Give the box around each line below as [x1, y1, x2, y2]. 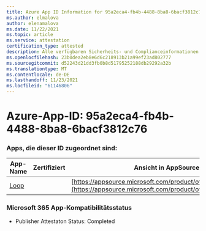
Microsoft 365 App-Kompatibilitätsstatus [6, 204, 132, 212]
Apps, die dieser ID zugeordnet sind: [6, 144, 118, 153]
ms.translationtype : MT [6, 65, 67, 72]
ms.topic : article [6, 32, 53, 38]
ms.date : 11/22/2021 [6, 26, 59, 32]
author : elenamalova [6, 20, 59, 26]
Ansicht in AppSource [134, 163, 200, 172]
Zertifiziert [32, 163, 66, 172]
